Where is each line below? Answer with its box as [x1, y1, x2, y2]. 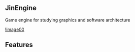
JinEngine [5, 4, 37, 12]
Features [5, 41, 33, 49]
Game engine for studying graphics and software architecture [5, 17, 131, 23]
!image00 [5, 26, 25, 32]
